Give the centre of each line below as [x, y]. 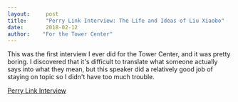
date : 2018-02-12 [43, 27]
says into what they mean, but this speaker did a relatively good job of [110, 69]
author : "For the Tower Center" [60, 34]
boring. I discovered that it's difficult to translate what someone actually [113, 62]
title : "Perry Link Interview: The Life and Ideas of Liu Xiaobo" [116, 21]
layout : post [33, 14]
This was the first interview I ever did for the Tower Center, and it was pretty [119, 54]
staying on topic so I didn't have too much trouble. [81, 77]
